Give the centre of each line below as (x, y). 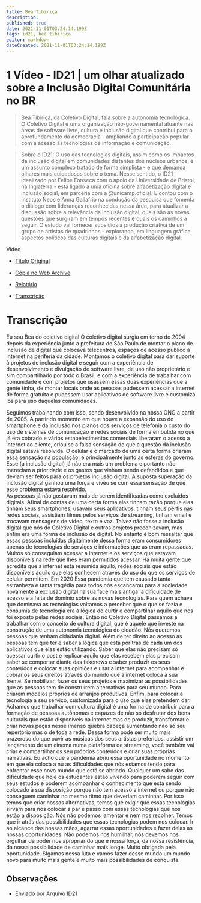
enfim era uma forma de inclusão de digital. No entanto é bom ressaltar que (100, 534)
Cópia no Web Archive (43, 273)
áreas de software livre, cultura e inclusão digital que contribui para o (107, 130)
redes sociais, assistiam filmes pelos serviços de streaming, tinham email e (99, 514)
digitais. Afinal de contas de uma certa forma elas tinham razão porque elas (100, 502)
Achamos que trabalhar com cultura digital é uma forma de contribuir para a (100, 706)
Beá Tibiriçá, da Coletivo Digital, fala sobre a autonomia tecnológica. (105, 117)
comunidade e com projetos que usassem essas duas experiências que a (97, 381)
